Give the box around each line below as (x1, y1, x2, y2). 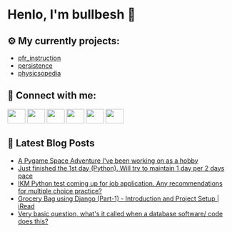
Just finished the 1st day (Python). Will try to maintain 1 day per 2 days (17, 163, 225, 172)
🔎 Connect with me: (7, 89, 96, 102)
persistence (17, 61, 54, 70)
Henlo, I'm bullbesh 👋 (7, 6, 136, 23)
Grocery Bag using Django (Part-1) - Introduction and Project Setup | (17, 194, 220, 203)
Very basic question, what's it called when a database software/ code (17, 209, 223, 218)
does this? (17, 217, 49, 226)
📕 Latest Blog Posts (7, 137, 95, 149)
